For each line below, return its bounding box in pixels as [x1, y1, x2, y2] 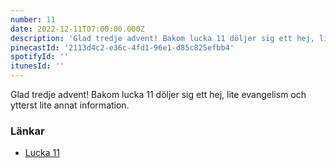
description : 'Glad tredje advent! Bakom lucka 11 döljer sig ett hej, [10, 33, 315, 43]
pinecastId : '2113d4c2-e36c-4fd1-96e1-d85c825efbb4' [10, 42, 235, 53]
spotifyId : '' [10, 52, 70, 62]
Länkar [10, 124, 45, 138]
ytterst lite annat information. [10, 99, 130, 111]
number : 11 [10, 14, 56, 25]
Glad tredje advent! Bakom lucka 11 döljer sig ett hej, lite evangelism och [10, 89, 307, 100]
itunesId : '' [10, 61, 65, 71]
